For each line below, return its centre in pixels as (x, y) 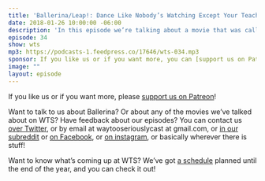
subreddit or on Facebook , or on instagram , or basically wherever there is (127, 137)
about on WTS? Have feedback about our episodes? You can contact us (125, 120)
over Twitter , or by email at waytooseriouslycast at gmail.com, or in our (123, 128)
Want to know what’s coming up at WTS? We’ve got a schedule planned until (132, 160)
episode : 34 (28, 37)
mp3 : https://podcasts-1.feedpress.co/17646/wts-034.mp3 (104, 52)
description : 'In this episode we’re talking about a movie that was (125, 30)
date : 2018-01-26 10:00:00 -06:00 (65, 23)
